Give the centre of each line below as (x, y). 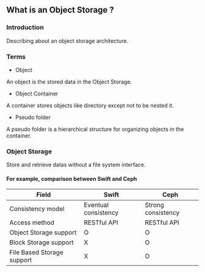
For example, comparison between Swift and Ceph (72, 178)
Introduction (25, 28)
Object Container (37, 94)
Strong (155, 205)
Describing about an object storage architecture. (67, 41)
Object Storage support (43, 233)
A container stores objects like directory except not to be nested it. (90, 105)
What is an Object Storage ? (60, 10)
